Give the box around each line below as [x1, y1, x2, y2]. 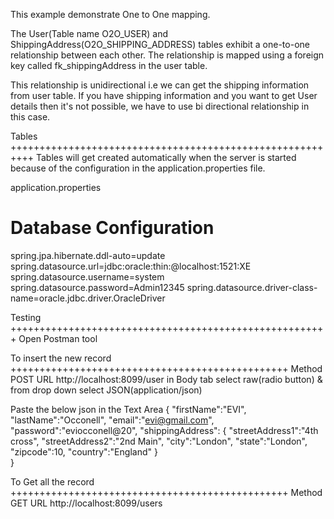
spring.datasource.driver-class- [186, 281, 318, 293]
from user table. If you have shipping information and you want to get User [10, 90, 318, 101]
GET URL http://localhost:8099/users [10, 497, 163, 509]
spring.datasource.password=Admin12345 [10, 281, 185, 293]
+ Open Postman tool [10, 332, 98, 344]
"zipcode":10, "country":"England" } [10, 445, 158, 458]
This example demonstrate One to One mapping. [10, 9, 211, 20]
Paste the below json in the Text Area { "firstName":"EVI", [10, 403, 247, 415]
